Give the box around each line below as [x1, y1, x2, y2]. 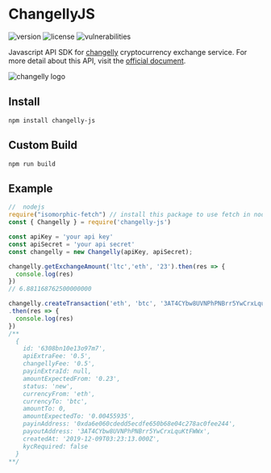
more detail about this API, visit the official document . [8, 56, 186, 65]
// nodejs [8, 203, 45, 211]
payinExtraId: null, [23, 367, 92, 375]
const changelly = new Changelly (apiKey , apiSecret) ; [8, 247, 194, 256]
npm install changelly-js [8, 116, 95, 125]
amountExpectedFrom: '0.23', [23, 374, 121, 382]
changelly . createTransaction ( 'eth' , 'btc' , [8, 300, 157, 308]
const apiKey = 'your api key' [8, 233, 114, 241]
